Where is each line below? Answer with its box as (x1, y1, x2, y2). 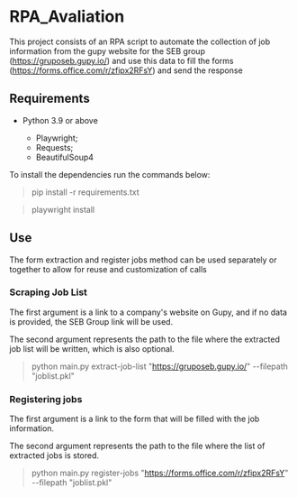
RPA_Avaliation (9, 6, 125, 27)
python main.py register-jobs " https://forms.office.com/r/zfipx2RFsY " (31, 467, 289, 479)
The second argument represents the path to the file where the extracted (9, 334, 281, 345)
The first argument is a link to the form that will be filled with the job (9, 413, 260, 425)
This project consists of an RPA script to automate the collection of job (9, 36, 271, 47)
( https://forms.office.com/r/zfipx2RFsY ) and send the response (9, 65, 243, 76)
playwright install (31, 204, 95, 215)
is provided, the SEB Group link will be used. (9, 316, 174, 327)
